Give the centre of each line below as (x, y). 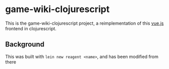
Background (25, 45)
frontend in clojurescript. (31, 28)
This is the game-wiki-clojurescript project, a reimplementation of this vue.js (84, 23)
